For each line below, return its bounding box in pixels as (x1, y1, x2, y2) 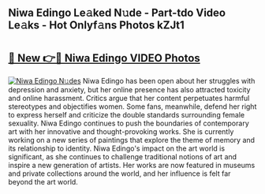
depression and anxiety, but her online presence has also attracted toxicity (8, 85, 251, 94)
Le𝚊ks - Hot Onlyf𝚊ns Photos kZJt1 (8, 19, 185, 32)
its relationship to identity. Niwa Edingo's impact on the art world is (8, 144, 226, 153)
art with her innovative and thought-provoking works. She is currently (8, 127, 234, 136)
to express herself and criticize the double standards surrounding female (8, 110, 245, 119)
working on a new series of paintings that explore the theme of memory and (8, 136, 255, 144)
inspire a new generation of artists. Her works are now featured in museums (8, 161, 256, 170)
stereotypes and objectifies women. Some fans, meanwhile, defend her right (8, 102, 257, 111)
